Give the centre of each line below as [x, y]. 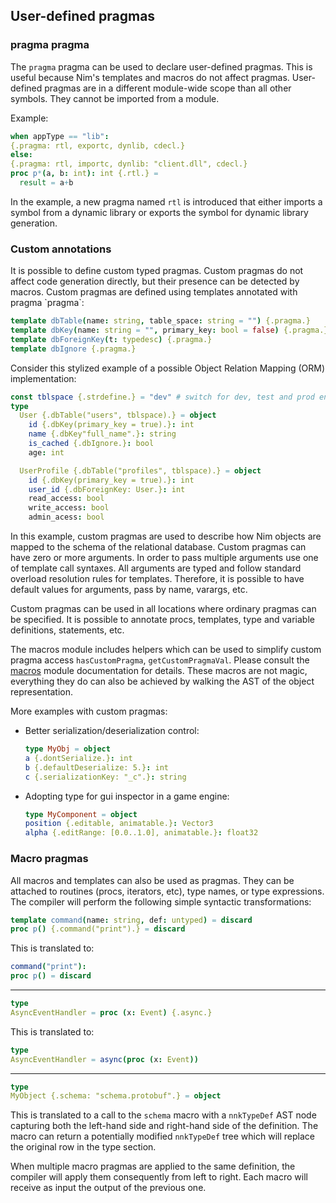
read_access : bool [66, 499]
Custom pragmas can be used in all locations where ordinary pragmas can [163, 609]
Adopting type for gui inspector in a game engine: [127, 796]
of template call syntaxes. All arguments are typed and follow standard [156, 568]
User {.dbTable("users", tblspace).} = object [118, 415]
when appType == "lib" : [60, 136]
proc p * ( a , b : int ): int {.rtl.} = [84, 174]
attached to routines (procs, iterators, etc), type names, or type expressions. [167, 891]
